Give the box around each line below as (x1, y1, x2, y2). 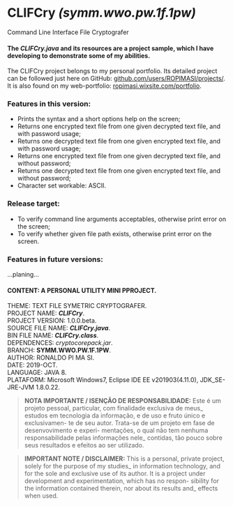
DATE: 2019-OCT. (7, 361, 58, 369)
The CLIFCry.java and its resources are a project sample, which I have (7, 44, 214, 52)
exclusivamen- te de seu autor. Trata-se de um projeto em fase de (24, 419, 215, 427)
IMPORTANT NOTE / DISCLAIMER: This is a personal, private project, (24, 454, 225, 463)
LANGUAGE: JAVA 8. (7, 368, 67, 377)
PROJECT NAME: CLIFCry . (7, 309, 85, 318)
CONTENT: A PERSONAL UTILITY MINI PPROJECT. (7, 286, 157, 294)
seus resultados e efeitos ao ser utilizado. (24, 441, 144, 450)
